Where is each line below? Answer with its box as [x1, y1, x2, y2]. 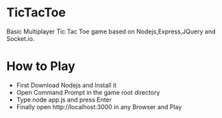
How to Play [6, 59, 76, 74]
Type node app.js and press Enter [16, 95, 112, 104]
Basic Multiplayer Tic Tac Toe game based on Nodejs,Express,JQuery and [6, 27, 216, 35]
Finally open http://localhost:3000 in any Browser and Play [16, 102, 182, 110]
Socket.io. [6, 34, 35, 42]
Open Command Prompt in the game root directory [16, 88, 160, 96]
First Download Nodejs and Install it [16, 80, 117, 89]
